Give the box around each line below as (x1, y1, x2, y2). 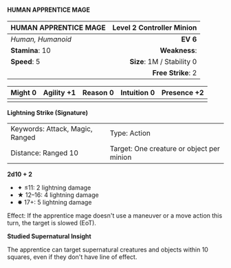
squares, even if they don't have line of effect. (7, 253, 137, 261)
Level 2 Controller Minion (112, 23, 197, 32)
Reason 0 (82, 88, 115, 98)
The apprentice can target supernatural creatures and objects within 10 (7, 245, 208, 254)
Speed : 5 (10, 57, 41, 67)
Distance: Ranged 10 (10, 148, 79, 158)
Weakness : (159, 45, 197, 55)
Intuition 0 (120, 88, 155, 98)
